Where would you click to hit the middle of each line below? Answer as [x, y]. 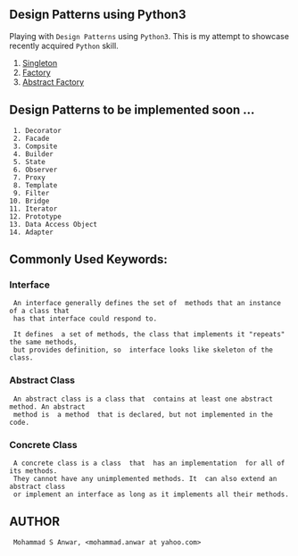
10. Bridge [29, 201]
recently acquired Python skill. [64, 46]
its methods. [33, 471]
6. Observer [35, 170]
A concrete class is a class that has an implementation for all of [149, 463]
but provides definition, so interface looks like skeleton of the [143, 350]
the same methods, [43, 343]
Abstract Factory [53, 82]
